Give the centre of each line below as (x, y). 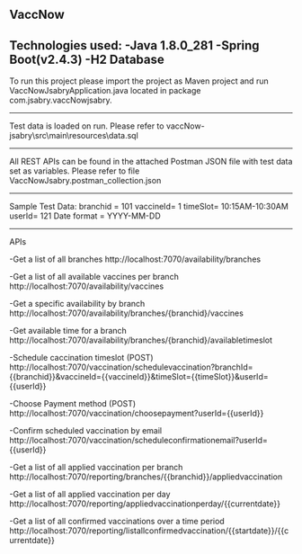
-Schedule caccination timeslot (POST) (82, 358)
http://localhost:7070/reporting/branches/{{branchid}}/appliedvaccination (146, 477)
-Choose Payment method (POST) (73, 404)
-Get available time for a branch (68, 331)
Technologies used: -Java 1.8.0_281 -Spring (134, 45)
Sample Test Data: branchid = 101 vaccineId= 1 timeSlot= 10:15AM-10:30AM (149, 207)
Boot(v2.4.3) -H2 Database (87, 59)
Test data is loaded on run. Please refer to (87, 126)
